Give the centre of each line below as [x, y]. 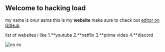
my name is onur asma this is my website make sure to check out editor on [82, 20]
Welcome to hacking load [45, 8]
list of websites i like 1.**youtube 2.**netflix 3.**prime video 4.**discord [79, 35]
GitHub [12, 25]
